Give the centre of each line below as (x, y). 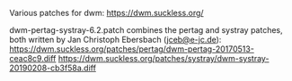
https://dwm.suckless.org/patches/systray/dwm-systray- (164, 58)
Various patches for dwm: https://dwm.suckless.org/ (106, 13)
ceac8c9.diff (33, 58)
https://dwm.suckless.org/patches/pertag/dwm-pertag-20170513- (132, 49)
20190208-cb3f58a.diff (53, 68)
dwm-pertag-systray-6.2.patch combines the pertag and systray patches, (146, 30)
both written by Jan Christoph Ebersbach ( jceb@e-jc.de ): (115, 40)
